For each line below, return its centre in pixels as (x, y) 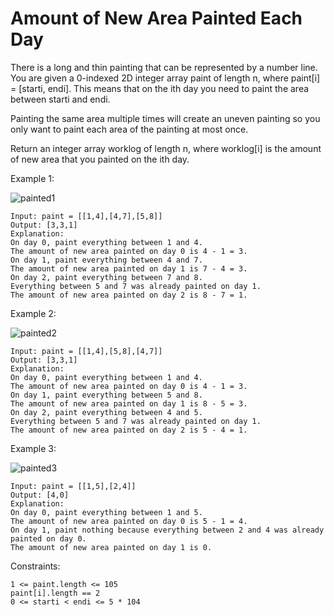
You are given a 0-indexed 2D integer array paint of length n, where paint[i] (165, 78)
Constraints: (35, 566)
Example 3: (33, 448)
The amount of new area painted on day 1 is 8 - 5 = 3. (129, 403)
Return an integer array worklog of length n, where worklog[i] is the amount (166, 148)
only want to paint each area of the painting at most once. (129, 129)
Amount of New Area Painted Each (156, 18)
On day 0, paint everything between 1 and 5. (106, 512)
